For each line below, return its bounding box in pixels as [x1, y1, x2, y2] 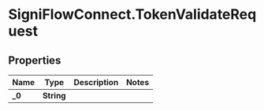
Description [73, 77, 119, 87]
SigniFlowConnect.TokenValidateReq [8, 6, 257, 24]
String [42, 91, 66, 101]
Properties [8, 54, 61, 67]
